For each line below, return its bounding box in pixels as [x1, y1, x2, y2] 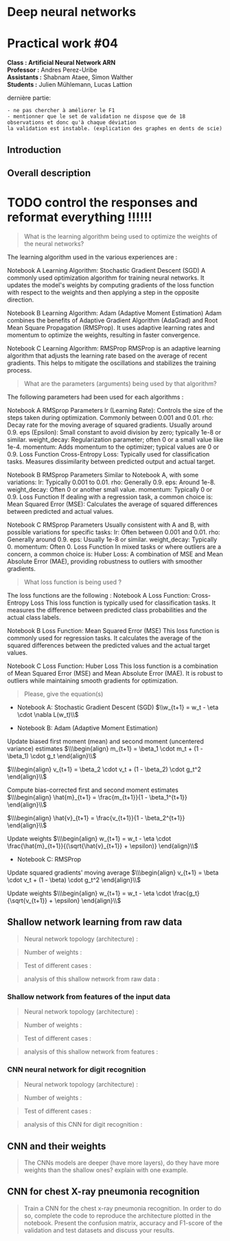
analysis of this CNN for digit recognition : [23, 1120, 143, 1129]
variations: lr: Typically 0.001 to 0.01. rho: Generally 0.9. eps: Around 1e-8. [7, 478, 216, 486]
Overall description [7, 167, 91, 179]
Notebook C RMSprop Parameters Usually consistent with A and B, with [7, 521, 209, 529]
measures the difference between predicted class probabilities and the [7, 605, 207, 614]
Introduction [7, 144, 62, 156]
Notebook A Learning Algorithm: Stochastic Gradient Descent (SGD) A [7, 266, 206, 274]
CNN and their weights [7, 1140, 106, 1152]
